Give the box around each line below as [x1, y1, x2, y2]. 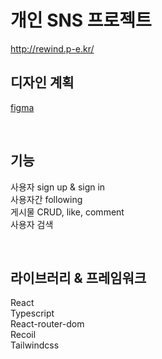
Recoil [10, 329, 37, 341]
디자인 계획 [10, 74, 75, 91]
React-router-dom [10, 318, 85, 330]
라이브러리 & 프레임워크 [10, 269, 147, 286]
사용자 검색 [10, 218, 54, 230]
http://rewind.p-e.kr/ [10, 42, 95, 55]
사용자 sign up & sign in [10, 181, 106, 193]
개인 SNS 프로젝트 [10, 9, 152, 32]
